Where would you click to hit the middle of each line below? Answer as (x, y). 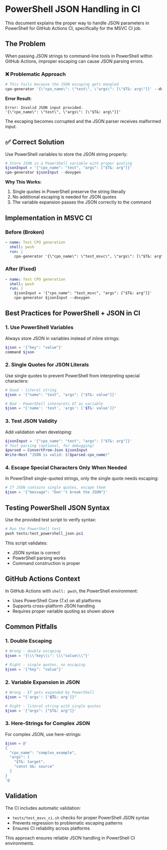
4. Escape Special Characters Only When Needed (66, 468)
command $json (20, 352)
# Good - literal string (31, 390)
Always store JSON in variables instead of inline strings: (62, 338)
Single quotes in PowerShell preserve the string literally (69, 192)
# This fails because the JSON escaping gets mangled (62, 85)
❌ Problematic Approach (36, 74)
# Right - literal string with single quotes (53, 706)
